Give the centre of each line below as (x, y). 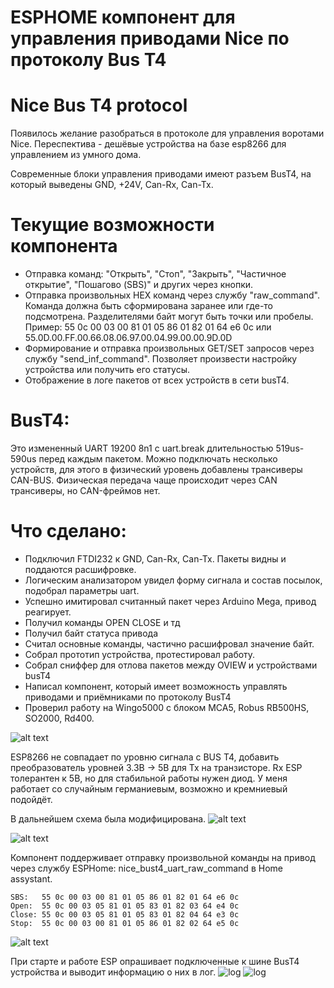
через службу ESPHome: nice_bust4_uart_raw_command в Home (146, 868)
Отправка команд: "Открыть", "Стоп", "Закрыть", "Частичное (155, 274)
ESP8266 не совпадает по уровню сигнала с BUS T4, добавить (145, 757)
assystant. (31, 878)
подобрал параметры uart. (82, 590)
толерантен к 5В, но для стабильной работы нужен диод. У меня (149, 778)
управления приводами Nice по (150, 38)
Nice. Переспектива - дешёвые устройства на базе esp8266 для (148, 144)
